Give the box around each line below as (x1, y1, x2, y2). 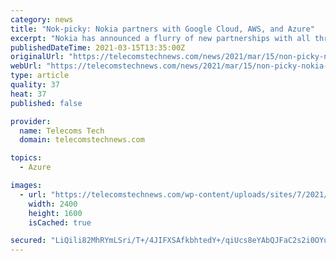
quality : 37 (10, 80, 60, 90)
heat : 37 (10, 89, 47, 99)
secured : (10, 236, 47, 246)
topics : (10, 153, 43, 163)
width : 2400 (28, 199, 78, 209)
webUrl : (10, 61, 43, 71)
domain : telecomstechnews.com (19, 135, 145, 145)
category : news (10, 14, 74, 25)
